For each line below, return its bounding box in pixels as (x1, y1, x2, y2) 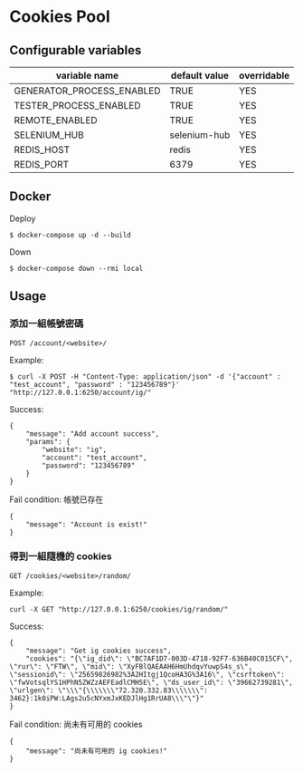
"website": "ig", (42, 445, 107, 454)
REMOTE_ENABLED (14, 114, 98, 126)
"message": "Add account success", (25, 429, 160, 439)
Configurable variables (9, 43, 142, 58)
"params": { (25, 437, 71, 446)
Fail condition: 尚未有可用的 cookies (9, 719, 143, 729)
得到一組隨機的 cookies (9, 550, 112, 563)
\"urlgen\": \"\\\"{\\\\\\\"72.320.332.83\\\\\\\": (9, 686, 208, 695)
